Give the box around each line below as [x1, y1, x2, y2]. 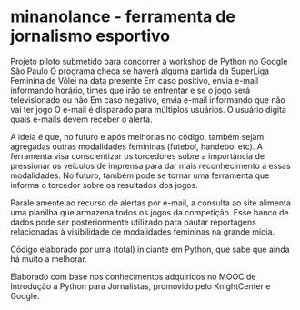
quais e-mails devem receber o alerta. [10, 114, 153, 125]
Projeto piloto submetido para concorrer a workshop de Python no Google [10, 55, 288, 66]
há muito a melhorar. [10, 253, 87, 265]
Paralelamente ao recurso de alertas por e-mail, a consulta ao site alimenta [10, 197, 292, 208]
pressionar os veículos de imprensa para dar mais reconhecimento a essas [10, 160, 291, 171]
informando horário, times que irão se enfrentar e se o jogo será [10, 85, 251, 95]
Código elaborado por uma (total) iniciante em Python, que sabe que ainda [10, 244, 290, 255]
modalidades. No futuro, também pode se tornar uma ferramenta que [10, 170, 270, 181]
